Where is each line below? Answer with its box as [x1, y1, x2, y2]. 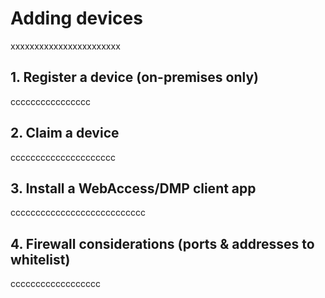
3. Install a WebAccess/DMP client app [10, 180, 257, 197]
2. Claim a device [10, 125, 120, 142]
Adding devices [10, 7, 143, 30]
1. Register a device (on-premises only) [10, 69, 259, 86]
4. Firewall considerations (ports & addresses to [10, 235, 315, 252]
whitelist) [10, 251, 71, 268]
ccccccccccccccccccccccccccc [10, 207, 146, 219]
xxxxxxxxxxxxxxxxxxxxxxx [10, 40, 121, 52]
